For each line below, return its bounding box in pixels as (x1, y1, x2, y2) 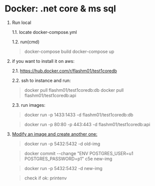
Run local (11, 19, 31, 25)
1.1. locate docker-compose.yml (11, 29, 77, 35)
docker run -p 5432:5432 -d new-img (24, 165, 103, 171)
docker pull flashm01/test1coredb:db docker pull (24, 87, 124, 93)
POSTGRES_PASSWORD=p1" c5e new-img (24, 156, 112, 162)
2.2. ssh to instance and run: (11, 77, 71, 83)
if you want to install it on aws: (11, 58, 74, 64)
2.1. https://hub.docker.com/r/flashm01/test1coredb (11, 68, 117, 74)
